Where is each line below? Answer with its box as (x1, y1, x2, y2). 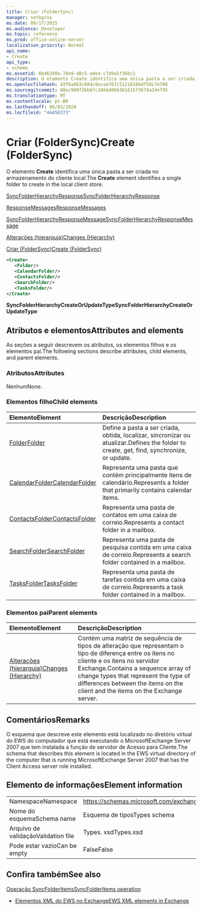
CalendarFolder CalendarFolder (9, 478, 97, 487)
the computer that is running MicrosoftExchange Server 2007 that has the (6, 756, 189, 763)
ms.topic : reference (6, 31, 58, 37)
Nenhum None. (6, 383, 43, 390)
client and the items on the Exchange (78, 687, 182, 695)
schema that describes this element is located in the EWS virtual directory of (6, 749, 196, 757)
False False (83, 845, 113, 853)
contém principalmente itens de (102, 470, 192, 479)
